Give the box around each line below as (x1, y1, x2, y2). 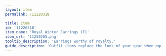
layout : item (5, 7, 32, 12)
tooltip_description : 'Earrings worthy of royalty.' (5, 39, 116, 44)
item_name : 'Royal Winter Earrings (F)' (5, 30, 90, 35)
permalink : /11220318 (5, 12, 50, 17)
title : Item (5, 21, 30, 26)
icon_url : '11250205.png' (5, 34, 58, 39)
